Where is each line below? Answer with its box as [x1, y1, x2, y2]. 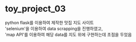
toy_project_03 [5, 3, 66, 14]
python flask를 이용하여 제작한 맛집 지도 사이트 [5, 20, 94, 25]
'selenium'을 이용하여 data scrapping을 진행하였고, [5, 25, 103, 31]
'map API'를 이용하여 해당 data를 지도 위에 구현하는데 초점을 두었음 [5, 31, 132, 37]
